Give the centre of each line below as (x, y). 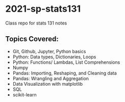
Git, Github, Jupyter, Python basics (49, 51)
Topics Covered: (32, 39)
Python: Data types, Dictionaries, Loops (54, 57)
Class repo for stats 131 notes (36, 23)
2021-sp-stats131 (43, 9)
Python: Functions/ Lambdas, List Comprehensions (66, 62)
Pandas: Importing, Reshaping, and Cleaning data (65, 73)
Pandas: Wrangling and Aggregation (51, 78)
